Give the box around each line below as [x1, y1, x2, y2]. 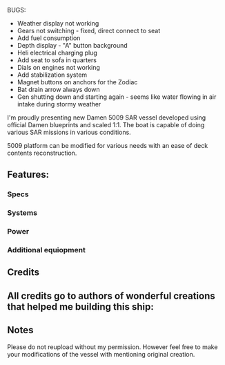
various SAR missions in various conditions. [7, 128, 131, 136]
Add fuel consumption [17, 34, 81, 42]
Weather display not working [17, 19, 99, 27]
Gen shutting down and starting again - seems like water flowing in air [17, 93, 217, 101]
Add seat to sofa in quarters [17, 56, 97, 64]
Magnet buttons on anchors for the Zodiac [17, 78, 138, 86]
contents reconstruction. [7, 149, 77, 157]
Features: [7, 169, 50, 180]
